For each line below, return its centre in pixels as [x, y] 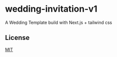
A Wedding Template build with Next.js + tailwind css [59, 22]
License [17, 38]
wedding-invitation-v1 [51, 9]
